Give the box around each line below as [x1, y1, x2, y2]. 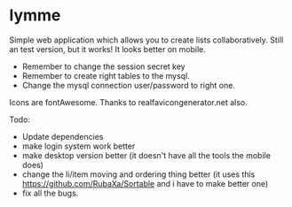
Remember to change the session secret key [21, 61, 185, 72]
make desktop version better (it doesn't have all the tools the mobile [21, 149, 271, 160]
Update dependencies [21, 131, 104, 142]
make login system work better [21, 141, 136, 151]
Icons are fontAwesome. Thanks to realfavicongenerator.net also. [9, 96, 248, 107]
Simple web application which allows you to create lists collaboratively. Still [9, 34, 284, 45]
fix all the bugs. [21, 188, 79, 198]
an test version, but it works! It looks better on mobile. [9, 43, 207, 54]
